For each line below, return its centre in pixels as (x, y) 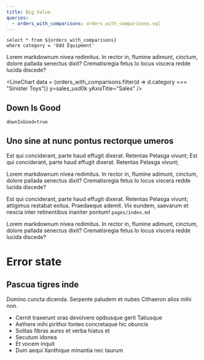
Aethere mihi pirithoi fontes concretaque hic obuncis (82, 324)
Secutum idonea (36, 337)
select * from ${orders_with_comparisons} (61, 41)
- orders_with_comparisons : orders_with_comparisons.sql (86, 23)
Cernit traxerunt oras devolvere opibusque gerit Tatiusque (89, 318)
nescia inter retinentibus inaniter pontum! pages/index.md (78, 212)
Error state (34, 262)
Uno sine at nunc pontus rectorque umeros (90, 141)
